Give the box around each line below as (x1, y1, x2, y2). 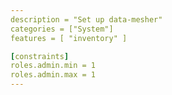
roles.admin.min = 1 (10, 61, 97, 71)
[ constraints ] (10, 51, 70, 61)
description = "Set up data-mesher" (10, 14, 163, 25)
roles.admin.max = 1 (10, 70, 97, 80)
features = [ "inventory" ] (10, 33, 128, 43)
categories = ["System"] (10, 24, 114, 34)
